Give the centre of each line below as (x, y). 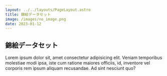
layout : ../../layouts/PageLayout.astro (48, 10)
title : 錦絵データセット (28, 14)
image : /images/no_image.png (36, 19)
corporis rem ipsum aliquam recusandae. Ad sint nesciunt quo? (70, 68)
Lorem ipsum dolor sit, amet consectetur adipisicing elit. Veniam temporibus (84, 57)
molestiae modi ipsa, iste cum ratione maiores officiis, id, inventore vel (78, 63)
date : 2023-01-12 (23, 24)
